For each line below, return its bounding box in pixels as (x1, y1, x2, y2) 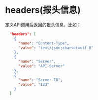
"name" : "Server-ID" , (18, 77, 63, 82)
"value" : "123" (18, 82, 50, 87)
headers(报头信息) (5, 4, 81, 16)
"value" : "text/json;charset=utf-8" (18, 45, 94, 50)
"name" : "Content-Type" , (18, 40, 69, 46)
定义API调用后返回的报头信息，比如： (5, 22, 81, 28)
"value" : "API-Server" (18, 64, 65, 69)
